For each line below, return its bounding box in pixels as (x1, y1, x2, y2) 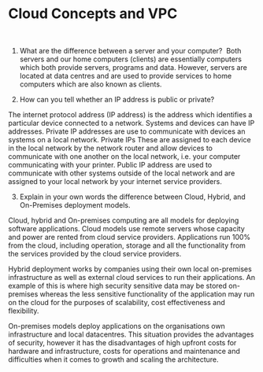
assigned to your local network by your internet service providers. (8, 176, 222, 186)
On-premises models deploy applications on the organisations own (8, 321, 226, 330)
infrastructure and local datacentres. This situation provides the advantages (8, 330, 254, 339)
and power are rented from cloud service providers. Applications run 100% (8, 232, 251, 241)
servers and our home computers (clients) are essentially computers (19, 54, 243, 64)
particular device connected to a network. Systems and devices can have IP (8, 118, 255, 127)
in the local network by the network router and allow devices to (8, 143, 213, 153)
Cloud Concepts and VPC (8, 5, 178, 23)
